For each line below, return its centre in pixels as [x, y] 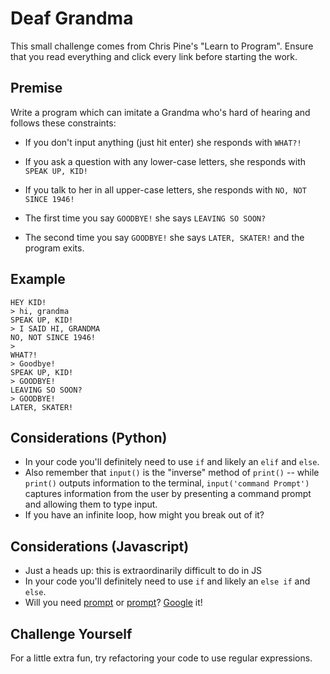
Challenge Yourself [71, 633]
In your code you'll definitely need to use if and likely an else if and [167, 581]
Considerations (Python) [89, 437]
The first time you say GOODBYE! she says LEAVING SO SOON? [145, 218]
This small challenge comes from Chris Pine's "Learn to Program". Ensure [162, 46]
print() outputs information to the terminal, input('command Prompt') [167, 483]
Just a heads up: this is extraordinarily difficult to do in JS [143, 571]
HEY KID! [28, 302]
